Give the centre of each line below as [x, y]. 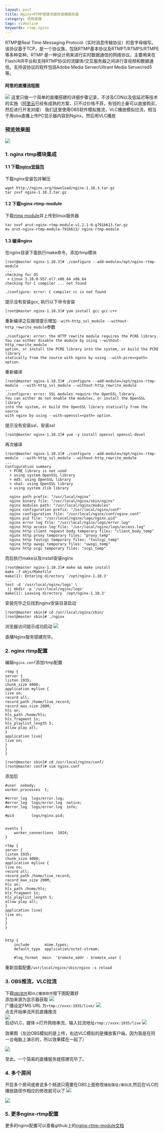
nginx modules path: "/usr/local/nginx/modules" [60, 505]
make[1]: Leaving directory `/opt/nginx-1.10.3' [56, 593]
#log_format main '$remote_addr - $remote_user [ [68, 958]
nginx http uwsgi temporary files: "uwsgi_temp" [60, 544]
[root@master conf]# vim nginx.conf [42, 766]
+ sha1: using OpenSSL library [41, 484]
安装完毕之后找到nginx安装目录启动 [41, 603]
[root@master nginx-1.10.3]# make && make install [58, 568]
